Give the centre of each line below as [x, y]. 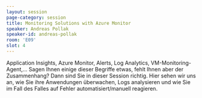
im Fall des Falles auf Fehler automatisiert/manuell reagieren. [82, 88]
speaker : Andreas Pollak [37, 29]
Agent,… [17, 69]
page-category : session [36, 18]
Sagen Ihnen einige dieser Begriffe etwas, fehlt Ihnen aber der [106, 69]
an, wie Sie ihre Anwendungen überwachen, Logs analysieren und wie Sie [98, 82]
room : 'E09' [21, 40]
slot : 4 [16, 46]
